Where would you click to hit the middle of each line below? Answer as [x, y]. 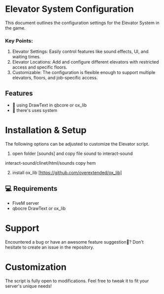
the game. [15, 28]
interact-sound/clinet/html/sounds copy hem [50, 163]
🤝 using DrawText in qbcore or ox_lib [49, 105]
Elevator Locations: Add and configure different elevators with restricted [85, 62]
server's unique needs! [29, 286]
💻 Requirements [31, 189]
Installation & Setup [46, 130]
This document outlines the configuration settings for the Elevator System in [82, 23]
